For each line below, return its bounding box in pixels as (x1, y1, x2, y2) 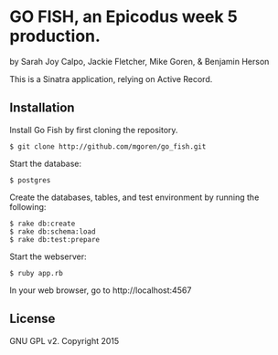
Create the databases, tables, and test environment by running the (9, 192, 260, 203)
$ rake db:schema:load (9, 226, 96, 236)
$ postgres (9, 175, 51, 184)
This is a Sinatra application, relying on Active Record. (9, 73, 213, 84)
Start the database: (9, 158, 82, 169)
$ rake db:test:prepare (9, 235, 101, 244)
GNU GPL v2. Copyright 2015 (9, 335, 120, 346)
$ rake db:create (9, 219, 76, 228)
